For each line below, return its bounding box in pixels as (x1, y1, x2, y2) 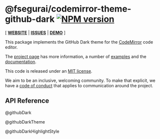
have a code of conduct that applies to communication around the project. (5, 82, 154, 88)
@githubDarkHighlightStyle (5, 128, 60, 134)
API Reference (5, 97, 49, 105)
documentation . (5, 59, 37, 64)
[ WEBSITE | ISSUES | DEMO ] (5, 30, 66, 35)
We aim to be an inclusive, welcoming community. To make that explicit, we (5, 77, 156, 83)
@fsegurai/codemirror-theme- (5, 3, 132, 15)
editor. (5, 44, 18, 50)
